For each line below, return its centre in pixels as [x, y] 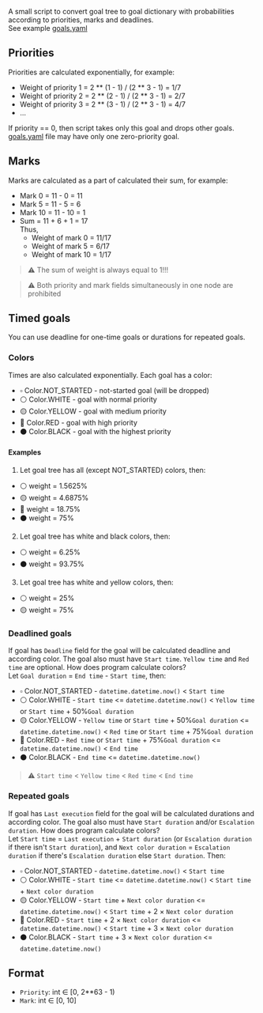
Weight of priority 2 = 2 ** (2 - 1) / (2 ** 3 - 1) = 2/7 [102, 96]
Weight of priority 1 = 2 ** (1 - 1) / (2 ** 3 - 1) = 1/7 [100, 87]
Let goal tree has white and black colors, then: [95, 536]
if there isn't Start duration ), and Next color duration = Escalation [119, 847]
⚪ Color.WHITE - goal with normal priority [88, 399]
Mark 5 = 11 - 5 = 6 [50, 204]
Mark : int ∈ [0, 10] [48, 1000]
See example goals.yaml [48, 28]
